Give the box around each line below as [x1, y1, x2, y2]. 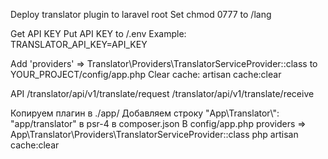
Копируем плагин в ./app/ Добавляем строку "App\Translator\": [10, 107, 280, 119]
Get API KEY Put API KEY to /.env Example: [10, 28, 187, 39]
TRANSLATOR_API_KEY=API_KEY [10, 39, 148, 50]
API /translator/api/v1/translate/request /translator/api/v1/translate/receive [10, 88, 315, 99]
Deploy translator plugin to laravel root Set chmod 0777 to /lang [10, 9, 272, 20]
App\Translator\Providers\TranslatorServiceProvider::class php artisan [10, 129, 299, 140]
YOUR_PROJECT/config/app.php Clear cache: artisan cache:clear [10, 69, 282, 80]
